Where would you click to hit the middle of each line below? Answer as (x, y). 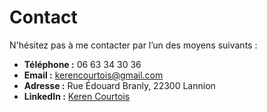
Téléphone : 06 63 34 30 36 (82, 64)
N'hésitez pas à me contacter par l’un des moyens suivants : (133, 45)
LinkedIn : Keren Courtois (77, 96)
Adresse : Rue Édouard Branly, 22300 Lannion (119, 85)
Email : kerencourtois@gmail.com (93, 75)
